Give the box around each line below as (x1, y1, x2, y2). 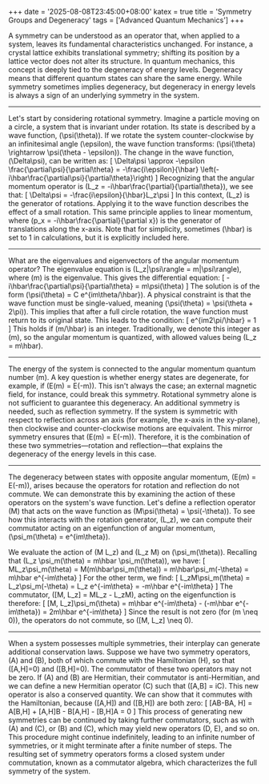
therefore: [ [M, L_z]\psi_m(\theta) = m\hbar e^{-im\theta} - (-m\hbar (8, 599, 234, 608)
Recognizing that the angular (159, 173, 255, 183)
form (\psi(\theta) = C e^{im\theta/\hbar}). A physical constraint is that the (8, 290, 251, 299)
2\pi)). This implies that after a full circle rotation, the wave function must (8, 307, 248, 316)
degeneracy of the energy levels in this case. (8, 449, 157, 459)
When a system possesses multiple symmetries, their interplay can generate (8, 639, 260, 648)
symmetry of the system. (8, 766, 90, 776)
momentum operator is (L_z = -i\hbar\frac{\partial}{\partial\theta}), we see (8, 182, 254, 191)
